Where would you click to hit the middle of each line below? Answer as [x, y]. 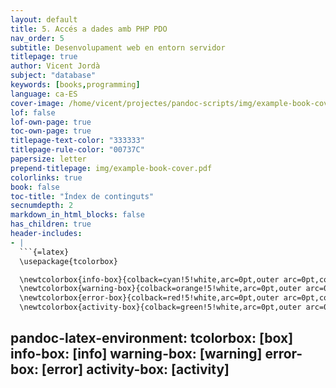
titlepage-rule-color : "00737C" [77, 150]
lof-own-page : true [51, 122]
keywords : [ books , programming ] [75, 85]
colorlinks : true [46, 177]
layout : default [44, 19]
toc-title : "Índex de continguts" [82, 196]
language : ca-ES [44, 94]
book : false [35, 187]
